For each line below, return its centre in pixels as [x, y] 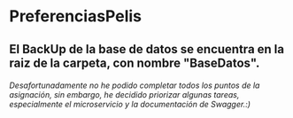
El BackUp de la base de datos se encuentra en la [147, 49]
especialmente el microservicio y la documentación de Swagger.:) [130, 105]
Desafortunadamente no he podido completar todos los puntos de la [135, 85]
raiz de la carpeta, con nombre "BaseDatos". [135, 63]
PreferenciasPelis [76, 16]
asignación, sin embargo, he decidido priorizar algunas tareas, [124, 95]
